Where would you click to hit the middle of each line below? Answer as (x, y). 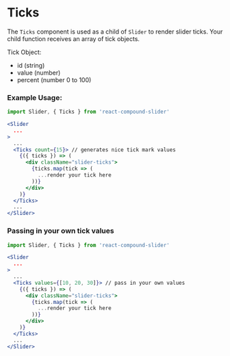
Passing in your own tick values (61, 231)
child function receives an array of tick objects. (74, 38)
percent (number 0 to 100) (54, 79)
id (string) (31, 65)
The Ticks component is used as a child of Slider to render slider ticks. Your (115, 31)
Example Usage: (35, 97)
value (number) (39, 73)
